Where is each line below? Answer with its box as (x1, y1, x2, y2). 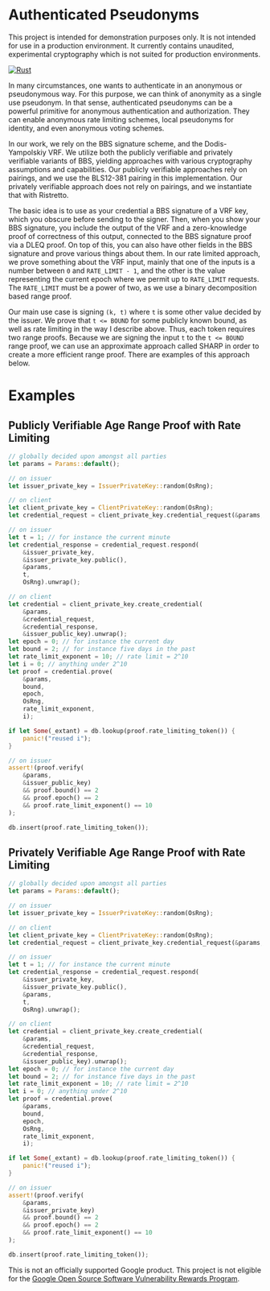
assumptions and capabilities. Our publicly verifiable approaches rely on (8, 164, 247, 174)
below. (8, 358, 31, 368)
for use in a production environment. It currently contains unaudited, (8, 40, 235, 50)
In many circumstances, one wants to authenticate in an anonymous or (8, 80, 243, 90)
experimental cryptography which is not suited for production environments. (8, 49, 261, 59)
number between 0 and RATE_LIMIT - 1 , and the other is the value (8, 266, 226, 275)
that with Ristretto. (8, 190, 69, 200)
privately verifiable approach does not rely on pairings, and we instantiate (8, 181, 252, 191)
